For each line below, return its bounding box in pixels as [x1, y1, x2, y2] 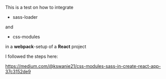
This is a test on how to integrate [5, 5, 73, 10]
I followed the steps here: [5, 53, 58, 59]
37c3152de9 [5, 68, 31, 74]
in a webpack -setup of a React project [5, 44, 87, 50]
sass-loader [12, 14, 38, 20]
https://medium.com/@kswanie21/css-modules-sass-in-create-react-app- [5, 63, 161, 69]
